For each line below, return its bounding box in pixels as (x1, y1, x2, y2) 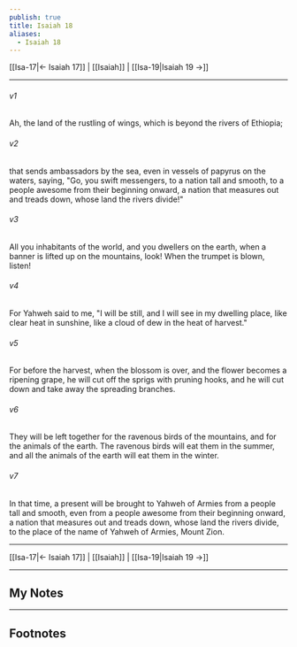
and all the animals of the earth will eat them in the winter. (9, 451, 219, 461)
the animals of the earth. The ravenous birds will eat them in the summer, (9, 441, 276, 451)
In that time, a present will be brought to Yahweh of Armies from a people (9, 497, 277, 509)
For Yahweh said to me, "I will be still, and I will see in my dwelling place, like (9, 308, 287, 319)
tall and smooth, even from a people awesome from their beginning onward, (9, 507, 286, 518)
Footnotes (9, 626, 66, 641)
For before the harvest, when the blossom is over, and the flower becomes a (9, 365, 287, 376)
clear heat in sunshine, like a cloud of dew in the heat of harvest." (9, 318, 247, 328)
